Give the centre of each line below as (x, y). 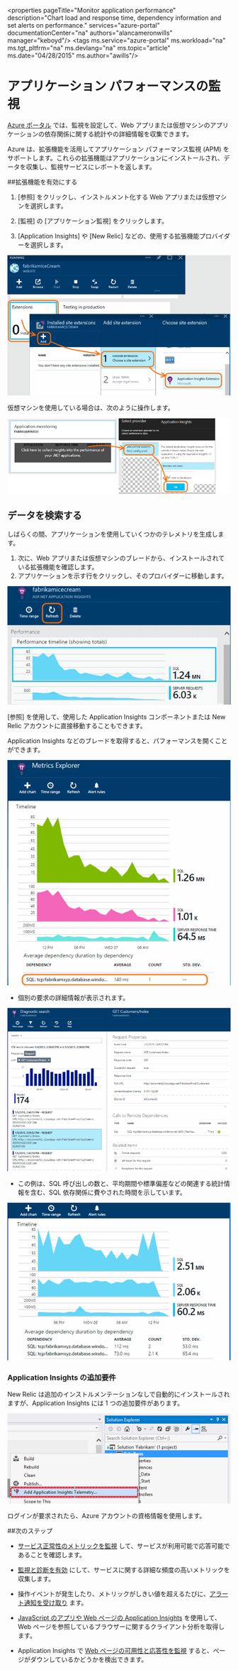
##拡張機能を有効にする (42, 182)
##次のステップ (30, 1531)
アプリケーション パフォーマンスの (108, 86)
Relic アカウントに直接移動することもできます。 (77, 725)
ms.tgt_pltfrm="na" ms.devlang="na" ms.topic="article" (89, 48)
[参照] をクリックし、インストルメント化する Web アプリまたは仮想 (116, 197)
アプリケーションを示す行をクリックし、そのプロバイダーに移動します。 (123, 576)
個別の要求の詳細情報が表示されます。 (73, 998)
